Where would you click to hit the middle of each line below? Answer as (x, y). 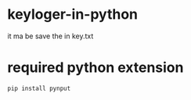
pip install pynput (39, 88)
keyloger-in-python (73, 14)
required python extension (95, 68)
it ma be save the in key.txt (50, 36)
